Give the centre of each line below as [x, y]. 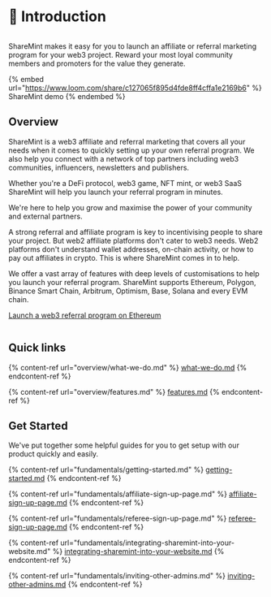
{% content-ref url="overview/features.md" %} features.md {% [114, 392]
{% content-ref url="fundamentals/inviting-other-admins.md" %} [117, 576]
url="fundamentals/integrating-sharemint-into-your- [148, 543]
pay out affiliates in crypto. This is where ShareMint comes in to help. [124, 257]
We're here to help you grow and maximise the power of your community [131, 207]
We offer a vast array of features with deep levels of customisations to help [134, 273]
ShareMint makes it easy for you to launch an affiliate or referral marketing [133, 46]
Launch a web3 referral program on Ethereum [85, 315]
